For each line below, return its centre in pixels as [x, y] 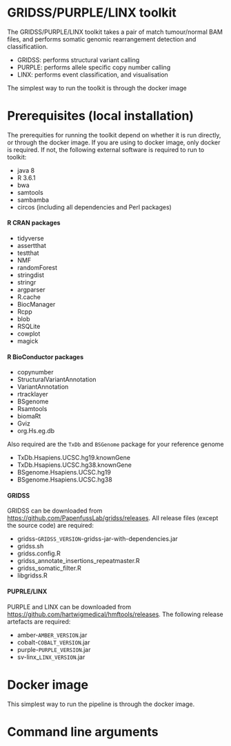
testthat [28, 253]
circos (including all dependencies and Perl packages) [94, 207]
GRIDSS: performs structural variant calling [78, 59]
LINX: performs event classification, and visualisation [93, 75]
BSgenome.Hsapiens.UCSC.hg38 [64, 480]
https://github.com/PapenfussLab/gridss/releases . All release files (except [113, 518]
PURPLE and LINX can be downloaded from [69, 606]
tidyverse [30, 238]
